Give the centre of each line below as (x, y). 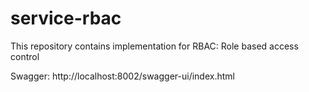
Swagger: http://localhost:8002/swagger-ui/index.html (122, 76)
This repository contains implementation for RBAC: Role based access (154, 46)
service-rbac (66, 18)
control (25, 56)
